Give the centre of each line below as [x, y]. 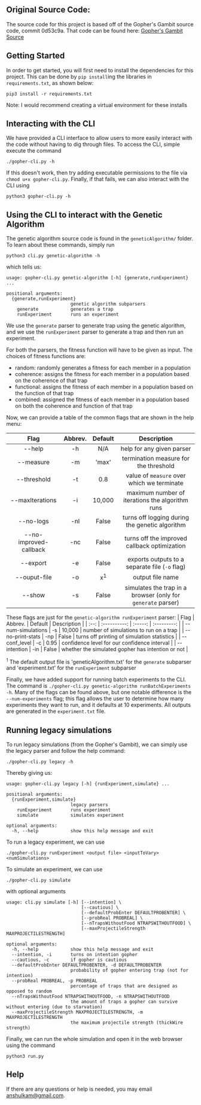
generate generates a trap [65, 309]
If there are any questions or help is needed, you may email [79, 1089]
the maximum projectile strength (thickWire [127, 1023]
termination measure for [156, 459]
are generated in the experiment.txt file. [56, 712]
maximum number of [156, 493]
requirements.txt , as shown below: [50, 83]
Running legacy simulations [59, 730]
